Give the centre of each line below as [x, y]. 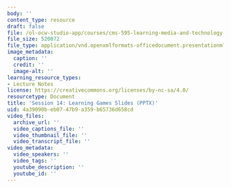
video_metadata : [30, 148]
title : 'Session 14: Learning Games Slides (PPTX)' [82, 103]
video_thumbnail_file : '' [51, 135]
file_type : [23, 45]
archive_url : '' [36, 122]
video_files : [26, 116]
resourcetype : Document [41, 97]
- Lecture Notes [30, 84]
